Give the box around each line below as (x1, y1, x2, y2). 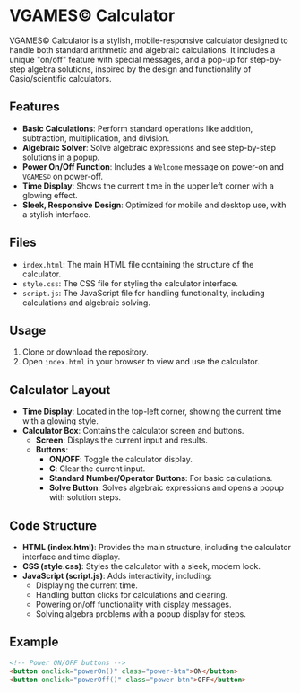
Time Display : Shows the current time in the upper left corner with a (21, 180, 275, 191)
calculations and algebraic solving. (21, 297, 150, 308)
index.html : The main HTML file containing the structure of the (21, 259, 254, 269)
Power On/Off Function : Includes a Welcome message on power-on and (21, 161, 284, 171)
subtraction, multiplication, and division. (21, 132, 170, 144)
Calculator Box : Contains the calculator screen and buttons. (21, 425, 244, 436)
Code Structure (9, 518, 97, 533)
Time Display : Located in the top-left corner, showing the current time (21, 406, 282, 417)
